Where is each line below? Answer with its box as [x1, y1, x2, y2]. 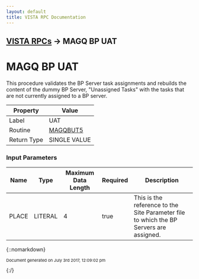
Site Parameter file [133, 208, 185, 217]
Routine [9, 126, 31, 134]
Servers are [133, 223, 166, 232]
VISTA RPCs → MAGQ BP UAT [6, 36, 117, 46]
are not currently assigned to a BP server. [6, 92, 108, 99]
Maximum [65, 169, 95, 177]
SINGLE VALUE [49, 135, 91, 144]
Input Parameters [6, 153, 57, 161]
